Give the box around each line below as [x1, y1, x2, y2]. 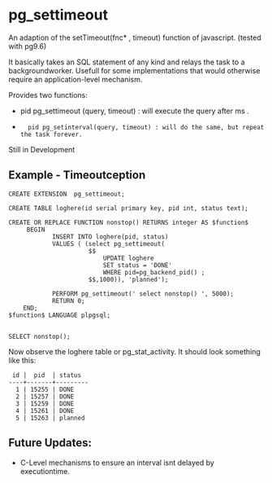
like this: [8, 355, 37, 365]
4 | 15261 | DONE [15, 406, 75, 415]
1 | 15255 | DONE [15, 385, 75, 393]
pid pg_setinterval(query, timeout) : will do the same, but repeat [28, 123, 265, 131]
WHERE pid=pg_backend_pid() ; [102, 268, 205, 276]
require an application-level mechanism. [8, 74, 143, 84]
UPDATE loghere [102, 254, 154, 262]
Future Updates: [8, 436, 92, 450]
